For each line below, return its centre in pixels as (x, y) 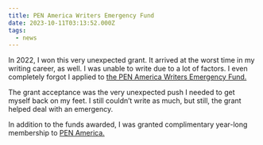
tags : (17, 30)
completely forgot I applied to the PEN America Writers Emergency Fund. (128, 77)
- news (26, 38)
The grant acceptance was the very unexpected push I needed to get (122, 93)
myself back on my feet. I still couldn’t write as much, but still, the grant (125, 101)
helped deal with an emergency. (61, 109)
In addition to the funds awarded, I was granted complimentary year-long (128, 124)
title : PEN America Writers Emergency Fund (81, 15)
